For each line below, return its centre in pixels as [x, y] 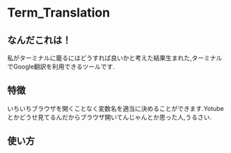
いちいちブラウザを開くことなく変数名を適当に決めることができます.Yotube [116, 108]
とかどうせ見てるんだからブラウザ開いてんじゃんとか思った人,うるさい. [110, 117]
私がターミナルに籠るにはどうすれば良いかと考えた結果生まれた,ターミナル [115, 58]
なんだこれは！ [39, 40]
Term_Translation [58, 13]
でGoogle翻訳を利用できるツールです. [61, 66]
